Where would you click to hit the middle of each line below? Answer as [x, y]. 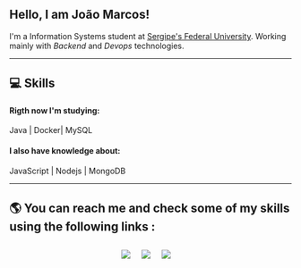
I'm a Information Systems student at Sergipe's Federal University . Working [148, 36]
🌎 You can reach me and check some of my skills [150, 208]
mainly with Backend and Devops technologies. [97, 46]
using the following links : [82, 226]
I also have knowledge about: [65, 151]
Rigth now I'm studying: [55, 110]
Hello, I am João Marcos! [80, 15]
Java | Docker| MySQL [51, 130]
